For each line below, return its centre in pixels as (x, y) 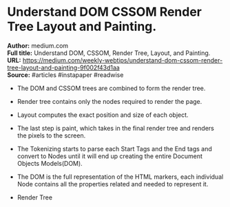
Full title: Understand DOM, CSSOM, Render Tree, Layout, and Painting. (109, 53)
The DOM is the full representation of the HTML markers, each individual (120, 177)
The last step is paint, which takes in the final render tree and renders (116, 128)
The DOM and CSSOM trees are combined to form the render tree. (111, 88)
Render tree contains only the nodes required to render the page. (109, 101)
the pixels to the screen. (51, 135)
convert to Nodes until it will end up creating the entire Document (110, 156)
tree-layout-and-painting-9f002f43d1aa (64, 67)
